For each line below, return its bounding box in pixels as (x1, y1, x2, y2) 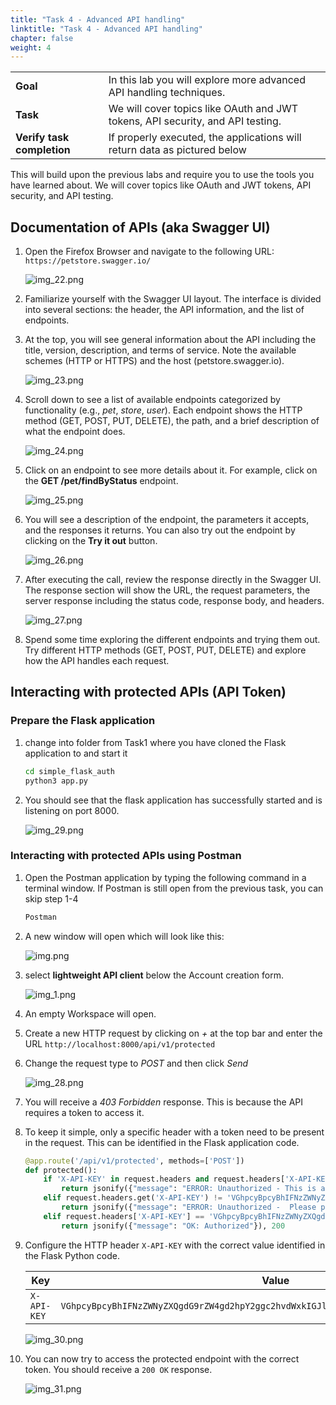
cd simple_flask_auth (24, 766, 115, 776)
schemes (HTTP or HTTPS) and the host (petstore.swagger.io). (24, 355, 285, 367)
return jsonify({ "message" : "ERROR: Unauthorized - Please (61, 1202, 317, 1213)
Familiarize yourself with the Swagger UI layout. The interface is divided (24, 293, 322, 305)
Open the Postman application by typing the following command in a (24, 871, 307, 883)
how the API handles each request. (24, 655, 170, 667)
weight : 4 (10, 42, 52, 53)
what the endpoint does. (24, 426, 126, 438)
